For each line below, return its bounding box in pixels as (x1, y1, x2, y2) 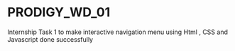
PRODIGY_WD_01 (7, 4, 111, 21)
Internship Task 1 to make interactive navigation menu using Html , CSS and (7, 28, 229, 36)
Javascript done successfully (7, 35, 94, 43)
